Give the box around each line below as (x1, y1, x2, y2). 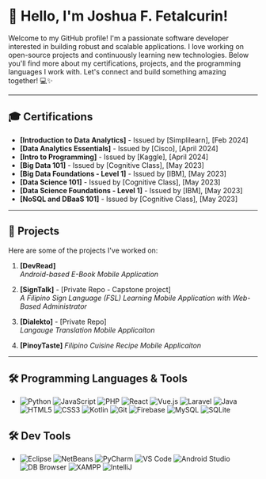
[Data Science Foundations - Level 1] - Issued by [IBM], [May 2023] (19, 185, 243, 195)
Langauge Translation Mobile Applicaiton (19, 325, 155, 335)
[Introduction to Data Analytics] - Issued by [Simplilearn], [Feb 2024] (19, 135, 249, 145)
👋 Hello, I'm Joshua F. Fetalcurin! (8, 7, 228, 25)
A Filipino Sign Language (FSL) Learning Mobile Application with (19, 293, 231, 302)
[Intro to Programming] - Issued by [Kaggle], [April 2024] (19, 152, 209, 162)
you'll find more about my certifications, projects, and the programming (8, 59, 241, 68)
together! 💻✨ (8, 75, 53, 86)
